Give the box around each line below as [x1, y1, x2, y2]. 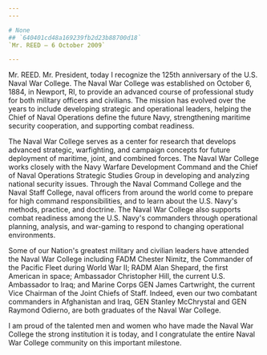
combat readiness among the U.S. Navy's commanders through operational [8, 213, 258, 223]
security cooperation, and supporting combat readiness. [8, 121, 195, 131]
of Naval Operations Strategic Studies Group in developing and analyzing [8, 171, 250, 180]
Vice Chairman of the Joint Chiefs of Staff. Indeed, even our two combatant [8, 288, 258, 298]
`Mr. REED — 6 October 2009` [8, 41, 106, 49]
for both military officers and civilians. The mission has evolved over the [8, 95, 246, 105]
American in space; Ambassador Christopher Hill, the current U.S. [8, 272, 226, 281]
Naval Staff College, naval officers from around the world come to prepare [8, 188, 254, 197]
